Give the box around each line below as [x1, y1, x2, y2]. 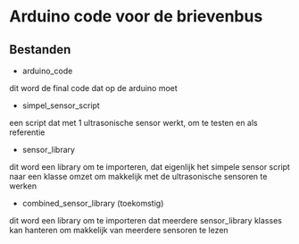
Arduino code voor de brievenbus [9, 6, 263, 27]
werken [9, 181, 37, 191]
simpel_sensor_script [21, 100, 100, 111]
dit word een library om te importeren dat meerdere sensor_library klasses [9, 215, 283, 225]
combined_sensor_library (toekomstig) [21, 198, 164, 208]
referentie [9, 127, 46, 138]
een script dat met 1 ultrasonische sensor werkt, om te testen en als [9, 118, 258, 128]
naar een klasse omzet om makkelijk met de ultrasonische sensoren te [9, 172, 268, 181]
